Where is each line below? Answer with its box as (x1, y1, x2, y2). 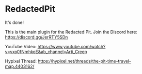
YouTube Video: (5, 43, 37, 49)
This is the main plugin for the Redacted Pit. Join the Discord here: (5, 29, 138, 35)
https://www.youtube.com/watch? (37, 43, 106, 49)
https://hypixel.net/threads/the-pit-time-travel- (38, 58, 131, 64)
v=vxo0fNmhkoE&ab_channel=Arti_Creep (5, 49, 87, 55)
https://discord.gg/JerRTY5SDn (5, 34, 68, 40)
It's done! (5, 19, 24, 25)
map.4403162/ (5, 63, 35, 69)
